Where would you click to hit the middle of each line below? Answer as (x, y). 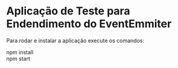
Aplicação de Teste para (68, 11)
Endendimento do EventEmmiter (89, 24)
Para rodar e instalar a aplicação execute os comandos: (75, 40)
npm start (18, 58)
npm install (20, 52)
